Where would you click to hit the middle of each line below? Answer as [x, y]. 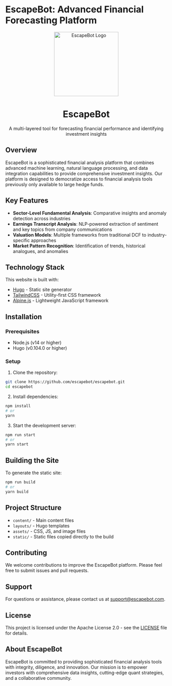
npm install [18, 406]
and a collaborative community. [39, 678]
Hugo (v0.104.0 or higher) [40, 348]
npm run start [21, 435]
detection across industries [42, 218]
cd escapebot [19, 387]
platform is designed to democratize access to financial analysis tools [79, 179]
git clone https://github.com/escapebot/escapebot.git [65, 382]
